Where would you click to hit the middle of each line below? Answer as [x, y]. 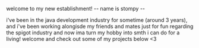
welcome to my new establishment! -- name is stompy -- [76, 9]
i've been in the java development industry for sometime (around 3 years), [97, 20]
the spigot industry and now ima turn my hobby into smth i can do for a [93, 33]
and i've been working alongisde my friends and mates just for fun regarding [100, 26]
